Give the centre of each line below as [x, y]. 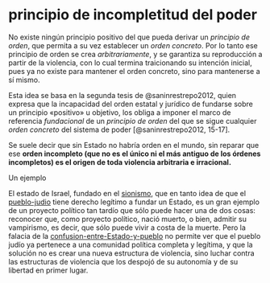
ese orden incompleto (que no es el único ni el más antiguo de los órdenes [135, 154]
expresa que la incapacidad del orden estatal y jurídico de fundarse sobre [131, 104]
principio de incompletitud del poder [133, 15]
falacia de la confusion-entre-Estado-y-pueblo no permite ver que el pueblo [135, 236]
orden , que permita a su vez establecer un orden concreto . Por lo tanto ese [133, 45]
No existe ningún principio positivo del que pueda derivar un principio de [129, 37]
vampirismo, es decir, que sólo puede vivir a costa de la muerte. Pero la [127, 228]
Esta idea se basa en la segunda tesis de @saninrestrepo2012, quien [122, 95]
